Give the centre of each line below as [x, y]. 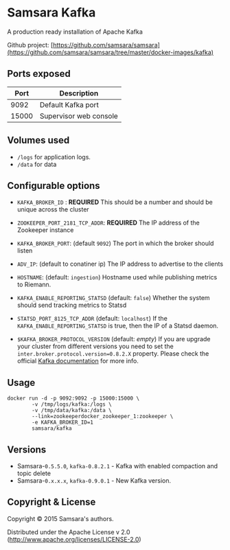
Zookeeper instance [45, 230]
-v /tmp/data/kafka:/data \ [72, 411]
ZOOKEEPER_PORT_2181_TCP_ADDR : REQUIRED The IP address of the [108, 223]
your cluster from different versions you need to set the [95, 346]
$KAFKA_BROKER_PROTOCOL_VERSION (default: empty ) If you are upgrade [114, 339]
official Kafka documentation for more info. [78, 361]
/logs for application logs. [54, 157]
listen [25, 251]
